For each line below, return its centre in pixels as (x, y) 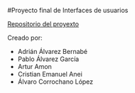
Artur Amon (34, 66)
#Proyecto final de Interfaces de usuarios (68, 10)
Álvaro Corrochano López (55, 82)
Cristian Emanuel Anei (50, 74)
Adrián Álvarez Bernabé (53, 51)
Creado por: (25, 38)
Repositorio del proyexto (43, 24)
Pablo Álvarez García (48, 59)
